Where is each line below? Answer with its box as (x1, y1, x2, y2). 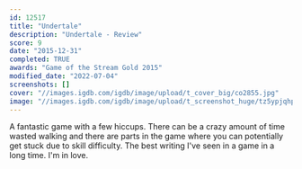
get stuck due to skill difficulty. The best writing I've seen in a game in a (9, 140, 275, 151)
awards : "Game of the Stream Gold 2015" (9, 64, 164, 73)
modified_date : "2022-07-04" (9, 72, 119, 81)
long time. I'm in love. (9, 150, 89, 161)
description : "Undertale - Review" (9, 30, 143, 39)
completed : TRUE (9, 55, 70, 64)
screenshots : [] (9, 80, 70, 89)
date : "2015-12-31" (9, 47, 83, 56)
